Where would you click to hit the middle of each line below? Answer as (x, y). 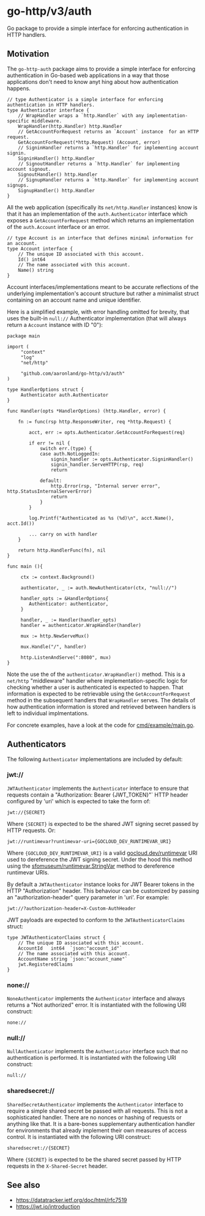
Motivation (28, 54)
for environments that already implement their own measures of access (97, 1130)
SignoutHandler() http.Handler (58, 175)
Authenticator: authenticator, (69, 604)
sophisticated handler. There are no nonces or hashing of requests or (95, 1117)
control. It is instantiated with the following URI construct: (79, 1136)
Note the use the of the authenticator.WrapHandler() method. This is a (96, 674)
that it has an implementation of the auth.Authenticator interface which (97, 214)
